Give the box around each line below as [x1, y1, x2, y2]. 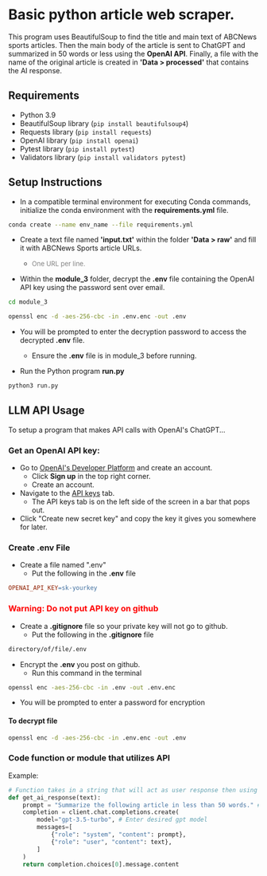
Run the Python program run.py [19, 367, 125, 376]
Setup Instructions [8, 175, 103, 189]
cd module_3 [8, 298, 48, 306]
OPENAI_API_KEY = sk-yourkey [8, 584, 98, 592]
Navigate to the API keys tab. [19, 489, 115, 498]
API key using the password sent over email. [19, 283, 165, 293]
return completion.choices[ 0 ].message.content [22, 860, 180, 868]
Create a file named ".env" [19, 560, 106, 570]
